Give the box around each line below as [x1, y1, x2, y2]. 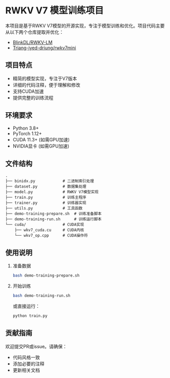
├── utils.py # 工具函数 [5, 206, 83, 211]
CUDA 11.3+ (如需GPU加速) [12, 136, 70, 142]
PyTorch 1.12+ [12, 130, 42, 136]
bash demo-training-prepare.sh [12, 273, 80, 278]
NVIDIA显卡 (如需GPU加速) [12, 143, 70, 149]
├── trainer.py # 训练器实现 [5, 200, 87, 205]
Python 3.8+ [12, 125, 39, 131]
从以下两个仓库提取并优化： [5, 29, 64, 35]
